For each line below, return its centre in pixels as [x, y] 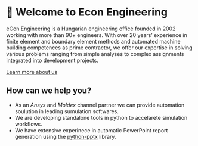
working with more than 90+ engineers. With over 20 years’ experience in [97, 35]
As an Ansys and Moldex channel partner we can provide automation [100, 105]
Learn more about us [32, 72]
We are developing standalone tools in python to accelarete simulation [101, 117]
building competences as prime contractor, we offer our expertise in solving [99, 48]
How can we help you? [49, 91]
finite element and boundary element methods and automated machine [93, 41]
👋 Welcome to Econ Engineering [87, 12]
